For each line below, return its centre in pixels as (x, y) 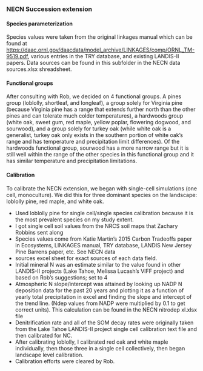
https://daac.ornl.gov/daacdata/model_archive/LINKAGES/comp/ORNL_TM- (101, 50)
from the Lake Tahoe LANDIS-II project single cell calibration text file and (106, 329)
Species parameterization (39, 24)
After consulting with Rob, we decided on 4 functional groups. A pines (94, 96)
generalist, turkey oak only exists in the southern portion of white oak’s (95, 135)
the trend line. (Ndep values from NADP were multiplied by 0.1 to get (100, 303)
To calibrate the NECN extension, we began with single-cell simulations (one (102, 188)
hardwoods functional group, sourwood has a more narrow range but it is (98, 148)
